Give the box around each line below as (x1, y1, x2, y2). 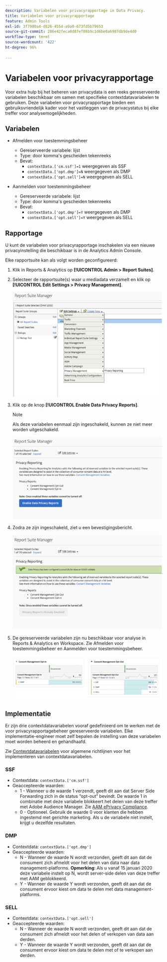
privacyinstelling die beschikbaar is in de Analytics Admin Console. (5, 248, 143, 254)
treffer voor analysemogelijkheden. (5, 110, 77, 116)
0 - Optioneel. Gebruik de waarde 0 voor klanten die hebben (19, 809, 144, 815)
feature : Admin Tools (5, 18, 50, 23)
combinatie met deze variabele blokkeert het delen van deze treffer (19, 799, 158, 805)
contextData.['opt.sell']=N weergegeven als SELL (27, 174, 133, 180)
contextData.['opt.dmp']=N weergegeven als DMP (27, 169, 131, 175)
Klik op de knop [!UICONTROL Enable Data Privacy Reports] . (12, 402, 139, 408)
